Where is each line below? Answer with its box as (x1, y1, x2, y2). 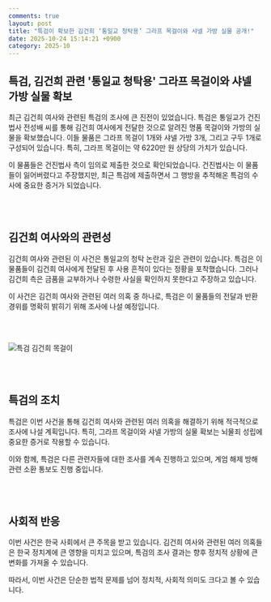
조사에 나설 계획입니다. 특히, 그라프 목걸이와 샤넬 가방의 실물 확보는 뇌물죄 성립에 (8, 427, 263, 436)
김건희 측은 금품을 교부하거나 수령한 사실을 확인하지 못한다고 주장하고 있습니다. (8, 273, 257, 284)
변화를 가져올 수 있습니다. (8, 557, 89, 568)
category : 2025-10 (8, 42, 70, 50)
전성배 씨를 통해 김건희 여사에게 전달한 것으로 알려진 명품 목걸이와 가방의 (23, 123, 252, 132)
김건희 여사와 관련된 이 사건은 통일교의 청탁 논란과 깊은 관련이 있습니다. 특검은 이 (8, 253, 263, 264)
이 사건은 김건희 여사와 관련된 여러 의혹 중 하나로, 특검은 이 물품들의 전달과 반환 (8, 291, 259, 301)
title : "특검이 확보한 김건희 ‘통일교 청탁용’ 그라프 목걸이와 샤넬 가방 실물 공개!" (8, 27, 255, 35)
